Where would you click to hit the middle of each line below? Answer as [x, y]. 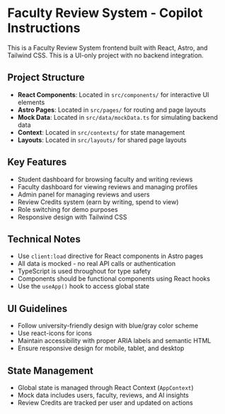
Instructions [44, 28]
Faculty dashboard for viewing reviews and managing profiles [108, 186]
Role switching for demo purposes [68, 209]
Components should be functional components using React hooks [114, 279]
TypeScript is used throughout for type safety [84, 272]
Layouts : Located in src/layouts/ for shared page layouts [102, 140]
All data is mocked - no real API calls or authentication [97, 264]
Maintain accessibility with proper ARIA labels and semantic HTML [114, 341]
